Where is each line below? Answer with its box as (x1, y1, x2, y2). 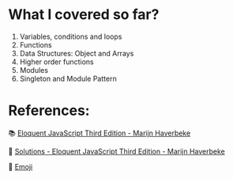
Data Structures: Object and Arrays (19, 48, 134, 58)
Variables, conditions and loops (19, 32, 122, 41)
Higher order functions (19, 57, 94, 67)
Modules (19, 65, 49, 74)
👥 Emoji (8, 162, 33, 171)
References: (8, 101, 90, 120)
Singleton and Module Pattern (19, 74, 117, 83)
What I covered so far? (8, 6, 160, 24)
